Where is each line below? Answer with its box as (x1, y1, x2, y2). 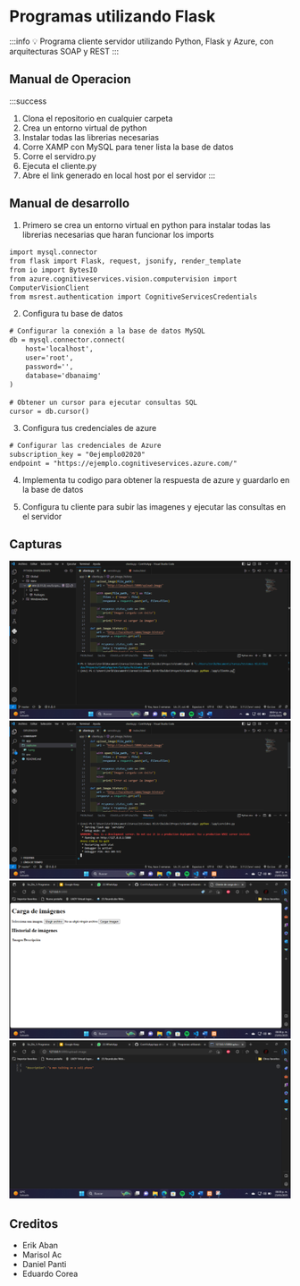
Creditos (9, 1216, 59, 1231)
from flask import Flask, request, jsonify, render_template (9, 257, 242, 266)
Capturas (9, 537, 62, 552)
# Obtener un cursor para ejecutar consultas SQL (9, 398, 198, 407)
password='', (25, 362, 74, 371)
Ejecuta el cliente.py (21, 160, 96, 171)
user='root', (25, 353, 74, 362)
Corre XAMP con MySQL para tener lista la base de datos (21, 141, 234, 152)
